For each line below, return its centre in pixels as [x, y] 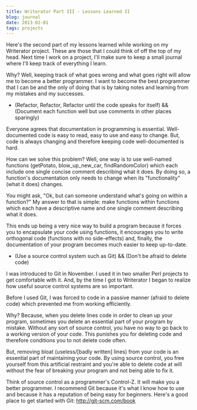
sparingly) [27, 118]
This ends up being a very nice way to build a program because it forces [94, 226]
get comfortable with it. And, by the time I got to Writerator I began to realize [98, 280]
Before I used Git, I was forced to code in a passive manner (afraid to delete [98, 297]
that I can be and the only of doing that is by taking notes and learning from [98, 87]
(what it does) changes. [35, 184]
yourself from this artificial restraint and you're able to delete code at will [94, 364]
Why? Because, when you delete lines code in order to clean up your [89, 315]
